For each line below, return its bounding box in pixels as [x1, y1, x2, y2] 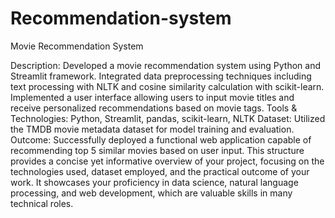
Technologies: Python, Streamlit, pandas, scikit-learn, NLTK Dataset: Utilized [10, 112, 326, 124]
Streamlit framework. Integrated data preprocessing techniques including [10, 70, 312, 82]
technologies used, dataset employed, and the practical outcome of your [10, 165, 310, 177]
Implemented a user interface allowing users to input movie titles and [10, 91, 295, 103]
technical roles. [10, 197, 74, 209]
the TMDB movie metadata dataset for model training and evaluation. [10, 123, 295, 135]
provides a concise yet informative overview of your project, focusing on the [10, 155, 325, 167]
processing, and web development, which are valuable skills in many [10, 187, 293, 199]
